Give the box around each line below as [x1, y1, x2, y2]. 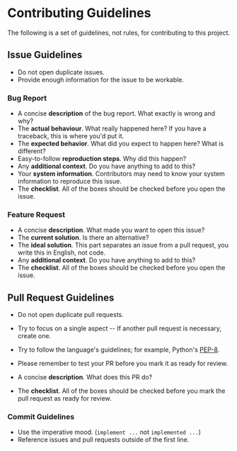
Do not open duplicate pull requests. [17, 311, 124, 319]
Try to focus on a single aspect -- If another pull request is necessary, [17, 324, 221, 333]
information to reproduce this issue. [17, 177, 122, 186]
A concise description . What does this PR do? [17, 373, 153, 382]
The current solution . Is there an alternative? [17, 233, 149, 242]
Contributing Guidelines [7, 5, 151, 21]
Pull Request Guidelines [7, 291, 115, 304]
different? [17, 147, 46, 155]
